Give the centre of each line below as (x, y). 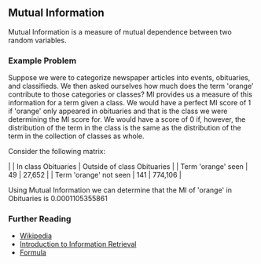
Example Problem (42, 60)
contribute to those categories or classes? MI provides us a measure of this (130, 94)
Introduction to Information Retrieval (78, 244)
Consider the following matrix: (57, 152)
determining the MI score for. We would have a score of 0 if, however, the (127, 119)
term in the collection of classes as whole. (76, 136)
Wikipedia (36, 236)
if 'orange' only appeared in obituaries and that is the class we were (118, 111)
